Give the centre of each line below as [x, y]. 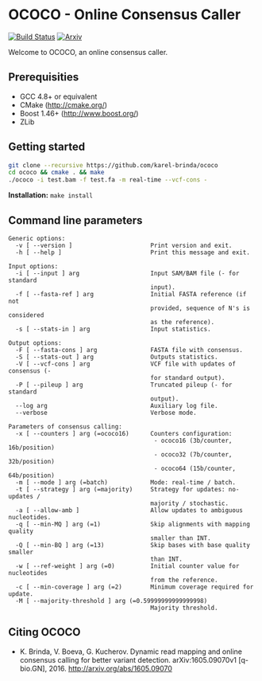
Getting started [47, 147]
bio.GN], [33, 668]
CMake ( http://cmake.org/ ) [64, 104]
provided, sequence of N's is [200, 308]
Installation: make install [51, 195]
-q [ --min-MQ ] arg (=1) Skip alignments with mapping [133, 524]
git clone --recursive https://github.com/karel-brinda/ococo [113, 165]
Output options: [35, 343]
